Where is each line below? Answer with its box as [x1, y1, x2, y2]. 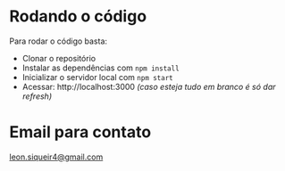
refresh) [21, 91, 52, 102]
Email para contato [9, 122, 152, 142]
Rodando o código [9, 6, 147, 27]
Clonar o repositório [21, 53, 96, 63]
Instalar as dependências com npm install [21, 62, 180, 73]
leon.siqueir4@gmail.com [9, 151, 104, 162]
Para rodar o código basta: [9, 36, 108, 46]
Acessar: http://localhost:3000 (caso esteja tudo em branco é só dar [21, 81, 276, 92]
